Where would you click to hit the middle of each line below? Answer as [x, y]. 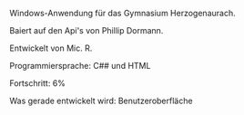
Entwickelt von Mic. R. [51, 48]
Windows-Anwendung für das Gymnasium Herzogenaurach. [122, 13]
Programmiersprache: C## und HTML [80, 66]
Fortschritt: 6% [38, 83]
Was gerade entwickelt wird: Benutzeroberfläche [101, 101]
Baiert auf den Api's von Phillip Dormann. [86, 30]
